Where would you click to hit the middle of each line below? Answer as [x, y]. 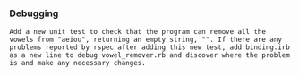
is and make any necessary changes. [77, 63]
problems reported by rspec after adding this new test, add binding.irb [150, 47]
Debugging [34, 13]
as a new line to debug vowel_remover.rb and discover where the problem [150, 55]
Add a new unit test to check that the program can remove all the [138, 32]
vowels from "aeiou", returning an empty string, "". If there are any [145, 40]
